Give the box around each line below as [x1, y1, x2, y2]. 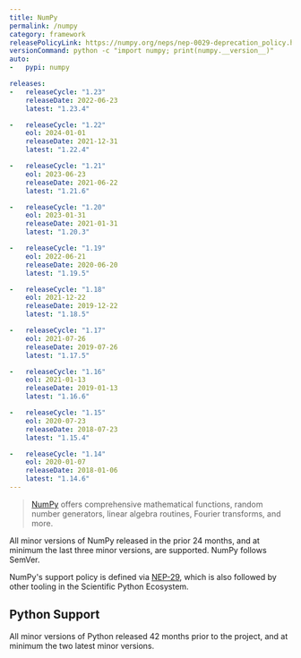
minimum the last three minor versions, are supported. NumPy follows [9, 544, 267, 555]
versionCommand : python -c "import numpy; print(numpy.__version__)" [9, 47, 275, 56]
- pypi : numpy [9, 64, 70, 73]
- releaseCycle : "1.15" [9, 408, 106, 417]
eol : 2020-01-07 [25, 457, 87, 466]
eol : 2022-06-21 [25, 252, 87, 261]
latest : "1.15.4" [25, 433, 90, 442]
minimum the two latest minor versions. [9, 640, 155, 651]
